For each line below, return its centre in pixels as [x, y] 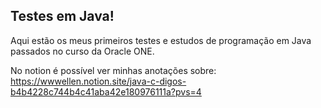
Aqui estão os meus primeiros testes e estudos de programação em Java [161, 40]
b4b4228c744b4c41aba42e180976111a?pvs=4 [106, 91]
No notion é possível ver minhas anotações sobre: [113, 70]
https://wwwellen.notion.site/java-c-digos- [98, 81]
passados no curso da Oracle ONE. [82, 51]
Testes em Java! [62, 16]
